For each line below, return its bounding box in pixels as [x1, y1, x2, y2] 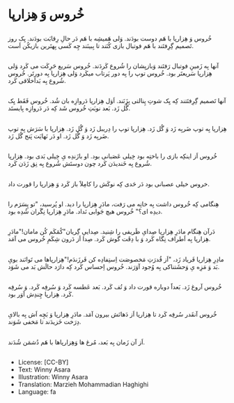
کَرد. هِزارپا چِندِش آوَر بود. [8, 290, 74, 298]
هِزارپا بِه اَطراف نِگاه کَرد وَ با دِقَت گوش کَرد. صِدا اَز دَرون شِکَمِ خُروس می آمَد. [8, 235, 211, 243]
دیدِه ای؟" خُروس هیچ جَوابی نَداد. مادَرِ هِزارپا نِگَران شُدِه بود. [8, 207, 163, 215]
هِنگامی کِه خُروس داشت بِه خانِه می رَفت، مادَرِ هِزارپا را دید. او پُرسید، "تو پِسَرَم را [8, 199, 219, 208]
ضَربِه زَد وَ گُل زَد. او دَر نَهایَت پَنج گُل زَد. [8, 132, 109, 140]
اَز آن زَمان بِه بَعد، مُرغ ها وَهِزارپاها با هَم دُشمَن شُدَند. [8, 337, 146, 346]
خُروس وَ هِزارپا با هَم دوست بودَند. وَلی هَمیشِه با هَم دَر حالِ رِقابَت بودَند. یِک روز [8, 34, 212, 43]
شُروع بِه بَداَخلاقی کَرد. [8, 76, 66, 84]
